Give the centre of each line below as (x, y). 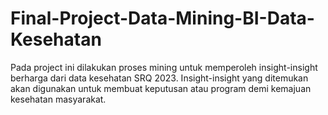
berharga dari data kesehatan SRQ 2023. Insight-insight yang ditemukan (159, 78)
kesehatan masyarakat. (58, 99)
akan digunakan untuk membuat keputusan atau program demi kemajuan (161, 88)
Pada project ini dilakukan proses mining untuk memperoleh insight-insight (164, 67)
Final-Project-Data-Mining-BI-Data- (162, 18)
